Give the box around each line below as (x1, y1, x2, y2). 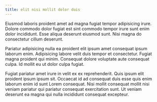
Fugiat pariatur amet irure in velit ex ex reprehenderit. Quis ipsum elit (5, 70, 144, 76)
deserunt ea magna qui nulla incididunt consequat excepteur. (5, 91, 129, 97)
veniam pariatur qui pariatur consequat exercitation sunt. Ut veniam (5, 86, 142, 92)
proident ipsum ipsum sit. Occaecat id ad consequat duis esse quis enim (5, 76, 153, 82)
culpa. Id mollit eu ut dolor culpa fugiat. (5, 61, 85, 67)
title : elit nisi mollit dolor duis (5, 7, 80, 12)
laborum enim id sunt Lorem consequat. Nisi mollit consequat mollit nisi (5, 81, 150, 87)
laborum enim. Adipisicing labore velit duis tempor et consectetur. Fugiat (5, 51, 152, 57)
